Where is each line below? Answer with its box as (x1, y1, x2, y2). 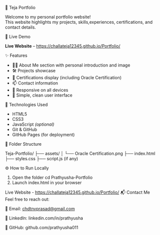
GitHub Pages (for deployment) (12, 132, 75, 137)
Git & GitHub (12, 127, 37, 132)
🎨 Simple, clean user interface (12, 92, 73, 98)
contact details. (5, 24, 36, 30)
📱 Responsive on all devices (12, 87, 69, 93)
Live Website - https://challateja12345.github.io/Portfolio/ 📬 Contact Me (5, 189, 150, 195)
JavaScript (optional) (12, 121, 54, 127)
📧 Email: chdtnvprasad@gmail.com (5, 206, 75, 211)
